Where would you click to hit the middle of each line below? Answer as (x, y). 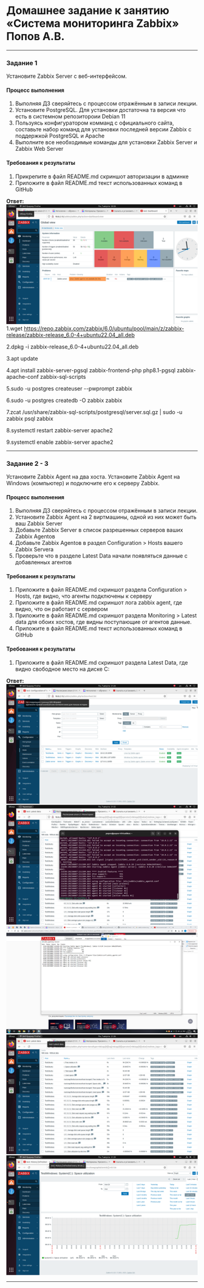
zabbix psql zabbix (30, 418)
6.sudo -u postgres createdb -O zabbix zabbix (64, 400)
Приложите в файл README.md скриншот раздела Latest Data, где (101, 662)
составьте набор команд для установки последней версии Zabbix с (103, 130)
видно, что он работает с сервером (61, 609)
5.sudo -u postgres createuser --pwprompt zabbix (69, 388)
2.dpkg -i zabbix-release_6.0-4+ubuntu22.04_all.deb (73, 347)
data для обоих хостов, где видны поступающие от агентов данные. (104, 622)
